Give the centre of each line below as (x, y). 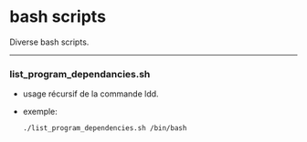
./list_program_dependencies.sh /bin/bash (105, 128)
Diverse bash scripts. (49, 42)
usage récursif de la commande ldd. (90, 94)
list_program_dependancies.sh (80, 74)
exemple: (40, 112)
